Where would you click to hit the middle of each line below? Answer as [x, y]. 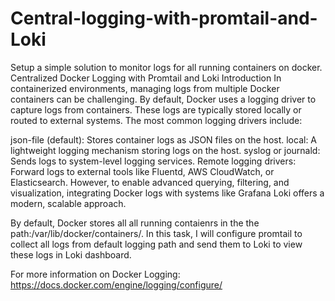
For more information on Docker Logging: [95, 274]
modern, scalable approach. [68, 203]
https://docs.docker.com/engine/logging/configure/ [116, 284]
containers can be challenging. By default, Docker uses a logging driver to [163, 99]
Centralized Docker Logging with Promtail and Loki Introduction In [146, 78]
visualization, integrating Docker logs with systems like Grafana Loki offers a [167, 193]
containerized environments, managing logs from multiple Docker [145, 88]
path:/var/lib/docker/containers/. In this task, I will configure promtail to [156, 233]
